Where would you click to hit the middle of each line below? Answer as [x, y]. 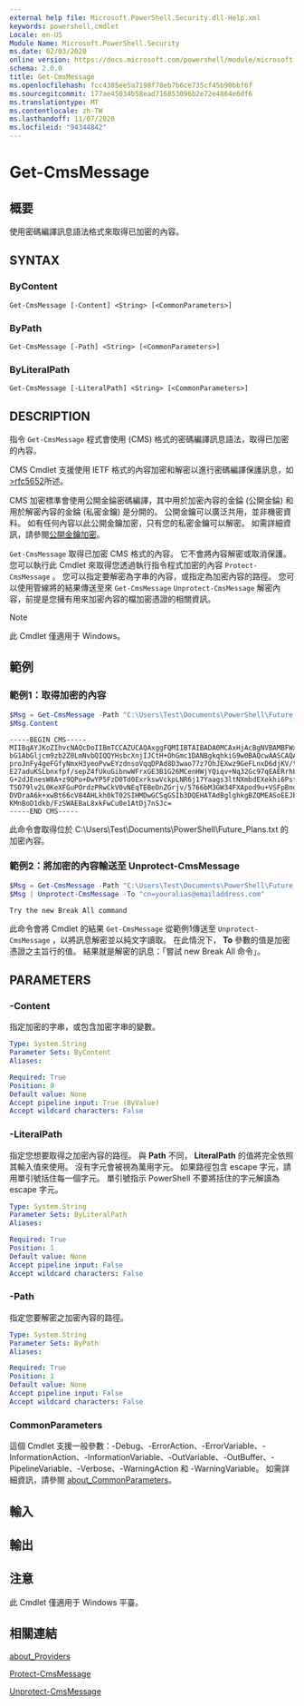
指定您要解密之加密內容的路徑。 [69, 1318]
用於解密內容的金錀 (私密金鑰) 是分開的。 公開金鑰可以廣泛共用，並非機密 [147, 512]
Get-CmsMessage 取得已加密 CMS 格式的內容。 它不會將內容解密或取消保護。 [150, 554]
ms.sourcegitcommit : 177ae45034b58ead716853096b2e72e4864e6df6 [131, 93]
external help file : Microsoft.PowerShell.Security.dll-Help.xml [135, 18]
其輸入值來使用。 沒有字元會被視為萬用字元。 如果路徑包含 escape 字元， [147, 1166]
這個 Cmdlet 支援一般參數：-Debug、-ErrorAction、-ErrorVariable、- [138, 1446]
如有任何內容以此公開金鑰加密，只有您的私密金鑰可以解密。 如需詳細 [155, 524]
